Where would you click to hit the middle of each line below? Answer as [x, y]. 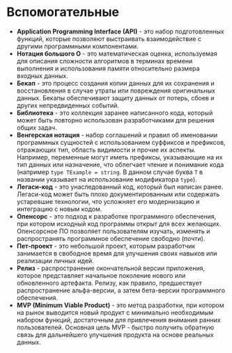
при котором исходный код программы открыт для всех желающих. [119, 223]
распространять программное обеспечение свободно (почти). [111, 238]
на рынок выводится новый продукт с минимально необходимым [115, 312]
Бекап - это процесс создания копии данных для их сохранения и [116, 83]
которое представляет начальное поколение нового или [101, 275]
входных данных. [42, 76]
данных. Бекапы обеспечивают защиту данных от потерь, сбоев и [115, 97]
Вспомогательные [63, 12]
